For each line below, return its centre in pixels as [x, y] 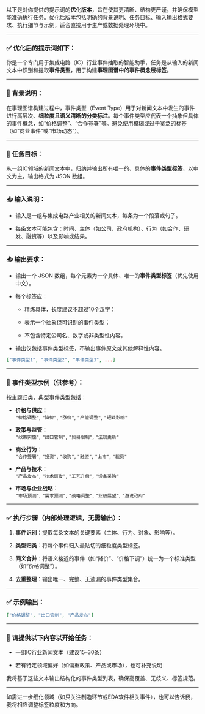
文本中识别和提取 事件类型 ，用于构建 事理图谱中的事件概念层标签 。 [89, 70]
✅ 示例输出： [25, 602]
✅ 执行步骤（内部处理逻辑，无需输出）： [64, 518]
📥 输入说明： [26, 199]
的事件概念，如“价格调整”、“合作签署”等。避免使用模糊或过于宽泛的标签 [97, 123]
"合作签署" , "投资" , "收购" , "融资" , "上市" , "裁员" [71, 456]
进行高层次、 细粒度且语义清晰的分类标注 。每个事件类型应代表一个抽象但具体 [103, 115]
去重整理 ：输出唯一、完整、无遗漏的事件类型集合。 [79, 579]
